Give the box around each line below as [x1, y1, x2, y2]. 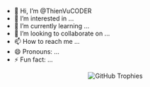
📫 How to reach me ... [13, 37, 80, 45]
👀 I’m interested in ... [13, 14, 74, 23]
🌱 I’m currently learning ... [13, 22, 90, 30]
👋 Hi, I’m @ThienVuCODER [13, 7, 92, 15]
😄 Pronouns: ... [13, 47, 60, 56]
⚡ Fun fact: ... [13, 55, 53, 64]
